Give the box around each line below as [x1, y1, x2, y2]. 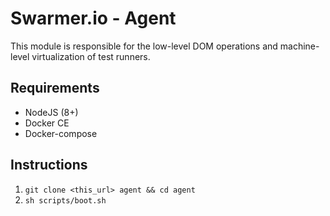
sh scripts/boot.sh [24, 195, 107, 206]
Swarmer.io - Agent [10, 7, 177, 30]
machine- [279, 40, 320, 52]
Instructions [10, 157, 88, 174]
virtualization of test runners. [31, 50, 151, 62]
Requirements [10, 80, 100, 97]
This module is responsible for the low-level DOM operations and [10, 40, 278, 52]
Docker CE [24, 117, 70, 129]
